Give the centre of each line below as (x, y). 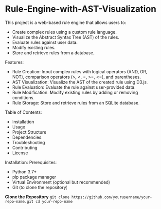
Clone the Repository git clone (37, 197)
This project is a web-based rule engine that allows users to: (66, 22)
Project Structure (29, 132)
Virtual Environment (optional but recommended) (61, 182)
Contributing (25, 147)
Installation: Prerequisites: (31, 162)
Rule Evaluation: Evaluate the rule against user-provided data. (74, 87)
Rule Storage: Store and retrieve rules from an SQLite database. (76, 103)
